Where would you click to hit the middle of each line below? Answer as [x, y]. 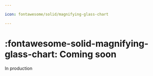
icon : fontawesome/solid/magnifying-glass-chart [57, 14]
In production [19, 68]
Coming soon [88, 54]
